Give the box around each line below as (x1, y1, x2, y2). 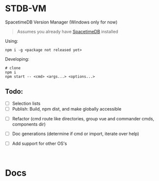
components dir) (12, 121, 46, 127)
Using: (5, 38, 19, 44)
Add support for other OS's (12, 140, 68, 146)
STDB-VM (5, 3, 46, 14)
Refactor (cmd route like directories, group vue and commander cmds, (12, 115, 155, 121)
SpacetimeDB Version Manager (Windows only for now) (5, 19, 118, 25)
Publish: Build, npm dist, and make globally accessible (12, 106, 121, 112)
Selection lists (12, 100, 41, 106)
